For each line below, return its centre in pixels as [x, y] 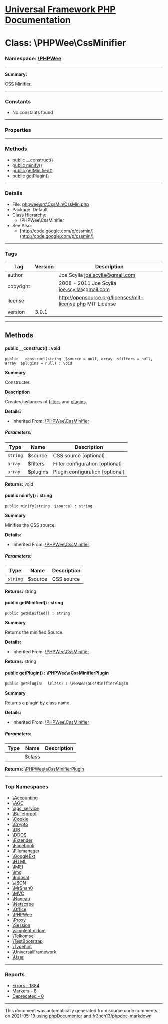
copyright [19, 286]
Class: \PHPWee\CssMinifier [66, 43]
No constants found [33, 112]
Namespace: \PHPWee [33, 59]
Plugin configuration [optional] [89, 472]
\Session [21, 925]
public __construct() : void [33, 348]
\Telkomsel [23, 936]
